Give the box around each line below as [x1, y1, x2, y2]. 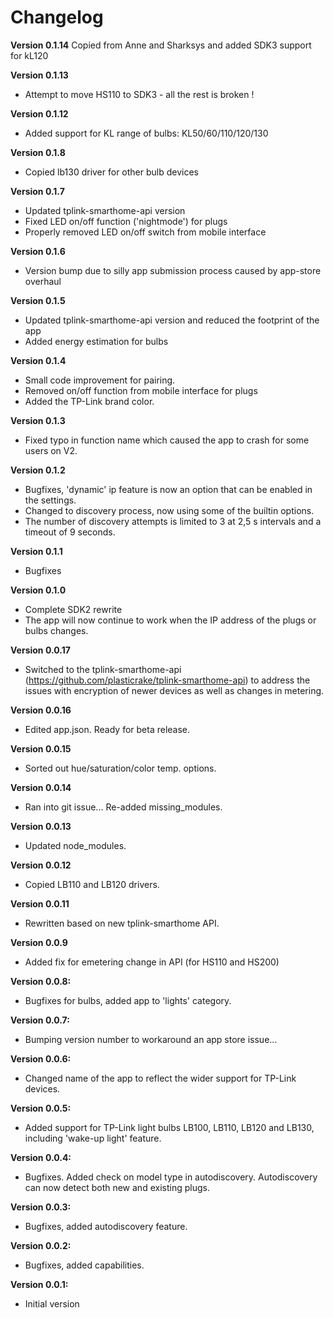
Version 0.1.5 [10, 294, 66, 306]
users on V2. [24, 444, 78, 456]
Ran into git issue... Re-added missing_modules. [24, 801, 223, 813]
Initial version [24, 1297, 80, 1310]
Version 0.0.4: [10, 1151, 72, 1163]
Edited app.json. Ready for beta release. [24, 723, 191, 735]
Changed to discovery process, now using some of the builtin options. [24, 504, 315, 516]
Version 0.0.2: [10, 1239, 72, 1251]
